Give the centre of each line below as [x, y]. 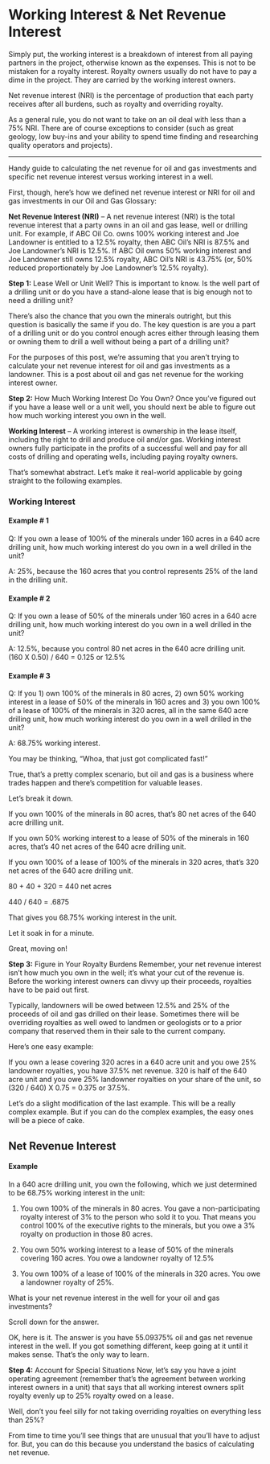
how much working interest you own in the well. [87, 415]
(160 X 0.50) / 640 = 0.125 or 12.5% [67, 658]
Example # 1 [29, 521]
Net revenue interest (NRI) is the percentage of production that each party [131, 95]
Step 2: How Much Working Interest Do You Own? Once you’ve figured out [132, 398]
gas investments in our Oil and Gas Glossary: [82, 201]
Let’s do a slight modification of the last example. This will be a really [122, 1104]
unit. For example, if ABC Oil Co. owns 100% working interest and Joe [124, 233]
